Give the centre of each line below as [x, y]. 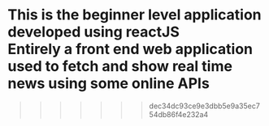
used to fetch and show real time [120, 67]
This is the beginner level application [134, 15]
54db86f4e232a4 [179, 114]
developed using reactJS [93, 32]
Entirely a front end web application [130, 49]
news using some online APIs [109, 84]
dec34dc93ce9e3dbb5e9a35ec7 [205, 106]
